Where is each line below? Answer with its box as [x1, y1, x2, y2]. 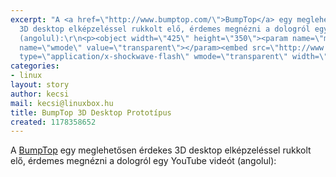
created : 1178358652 [10, 117, 97, 127]
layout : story [10, 80, 70, 90]
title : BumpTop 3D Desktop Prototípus [10, 107, 172, 118]
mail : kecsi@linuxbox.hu [10, 98, 114, 108]
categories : [10, 61, 60, 71]
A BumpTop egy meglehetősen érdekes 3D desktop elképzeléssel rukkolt [10, 144, 312, 156]
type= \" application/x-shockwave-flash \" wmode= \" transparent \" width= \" [19, 52, 329, 62]
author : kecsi [10, 89, 70, 99]
